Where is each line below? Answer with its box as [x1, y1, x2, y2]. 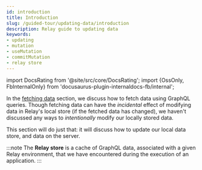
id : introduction [6, 8, 50, 15]
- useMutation [6, 49, 43, 55]
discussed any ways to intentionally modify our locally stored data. [6, 114, 174, 121]
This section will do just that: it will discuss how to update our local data [6, 126, 186, 133]
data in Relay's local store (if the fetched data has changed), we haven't [6, 107, 187, 115]
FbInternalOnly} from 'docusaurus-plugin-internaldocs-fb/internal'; [6, 83, 175, 90]
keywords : [6, 32, 32, 38]
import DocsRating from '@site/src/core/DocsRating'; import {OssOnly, [6, 76, 184, 84]
